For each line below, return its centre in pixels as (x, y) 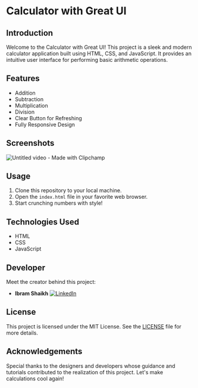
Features (23, 79)
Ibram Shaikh (32, 293)
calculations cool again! (35, 378)
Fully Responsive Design (45, 124)
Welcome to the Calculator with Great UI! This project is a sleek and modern (99, 47)
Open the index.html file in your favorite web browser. (81, 197)
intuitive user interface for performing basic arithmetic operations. (87, 60)
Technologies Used (43, 222)
